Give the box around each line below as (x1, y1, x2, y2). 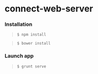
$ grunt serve (16, 63, 46, 69)
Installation (4, 21, 33, 28)
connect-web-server (4, 3, 93, 14)
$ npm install (16, 32, 46, 37)
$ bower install (16, 41, 51, 46)
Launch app (4, 52, 34, 59)
